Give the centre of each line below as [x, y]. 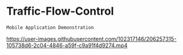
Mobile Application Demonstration [50, 28]
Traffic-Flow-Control [60, 11]
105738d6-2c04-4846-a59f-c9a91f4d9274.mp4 [67, 45]
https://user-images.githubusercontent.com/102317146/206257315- [91, 38]
